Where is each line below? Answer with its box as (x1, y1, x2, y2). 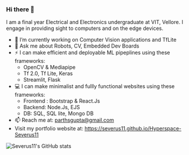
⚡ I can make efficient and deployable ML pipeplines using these (14, 49, 170, 56)
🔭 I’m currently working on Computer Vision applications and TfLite (14, 36, 177, 43)
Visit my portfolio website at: (14, 125, 84, 132)
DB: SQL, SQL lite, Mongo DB (23, 110, 94, 117)
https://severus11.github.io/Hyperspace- (84, 125, 182, 132)
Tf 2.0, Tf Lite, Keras (23, 70, 73, 77)
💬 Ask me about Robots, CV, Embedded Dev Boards (14, 42, 139, 49)
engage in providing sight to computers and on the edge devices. (6, 25, 164, 32)
